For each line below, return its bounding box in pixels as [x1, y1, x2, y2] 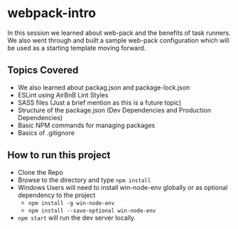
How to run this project [7, 149, 111, 161]
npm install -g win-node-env [28, 199, 115, 207]
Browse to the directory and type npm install [17, 176, 151, 184]
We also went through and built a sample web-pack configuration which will [7, 36, 229, 44]
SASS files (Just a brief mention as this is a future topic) [17, 98, 182, 107]
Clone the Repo [17, 168, 64, 176]
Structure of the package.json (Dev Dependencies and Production [17, 105, 212, 114]
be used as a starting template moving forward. [7, 43, 146, 52]
